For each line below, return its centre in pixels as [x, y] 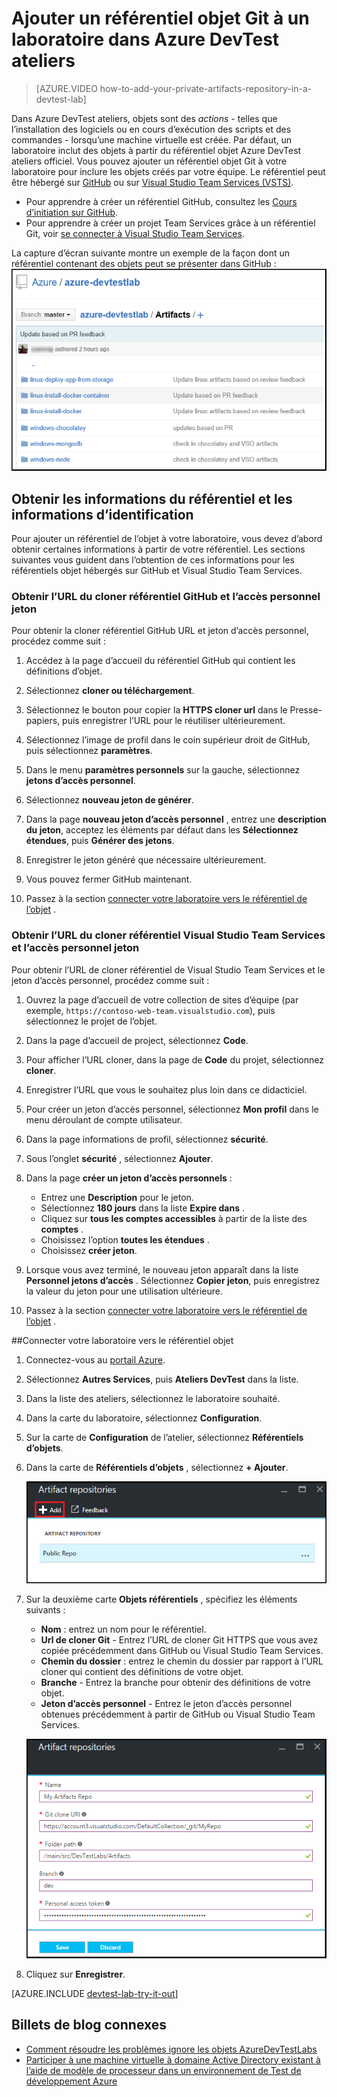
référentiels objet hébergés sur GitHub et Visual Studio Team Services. [157, 570]
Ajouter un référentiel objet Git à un [160, 18]
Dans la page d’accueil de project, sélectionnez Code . [137, 1040]
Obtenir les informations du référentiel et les [152, 498]
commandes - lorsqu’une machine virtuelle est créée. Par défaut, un [152, 139]
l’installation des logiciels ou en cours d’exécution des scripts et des [151, 129]
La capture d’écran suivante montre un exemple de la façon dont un [151, 253]
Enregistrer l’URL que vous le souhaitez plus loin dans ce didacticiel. [166, 1089]
